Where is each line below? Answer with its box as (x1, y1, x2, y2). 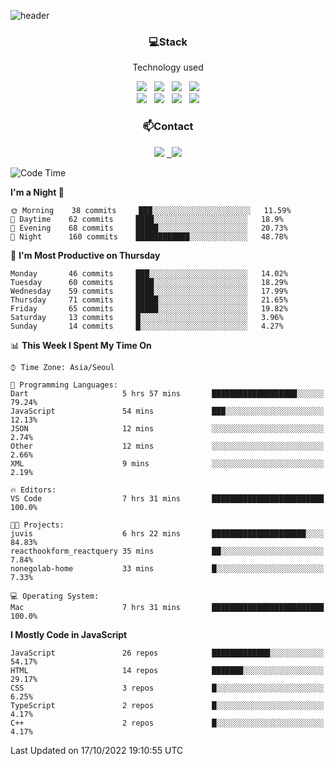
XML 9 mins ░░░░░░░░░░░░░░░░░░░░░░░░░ (10, 458, 325, 469)
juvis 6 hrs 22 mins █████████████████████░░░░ (10, 528, 325, 539)
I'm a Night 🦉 (10, 186, 65, 198)
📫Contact (142, 120, 194, 134)
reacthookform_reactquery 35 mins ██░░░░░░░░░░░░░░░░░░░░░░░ (10, 546, 325, 556)
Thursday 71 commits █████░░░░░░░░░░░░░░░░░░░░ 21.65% (10, 295, 288, 305)
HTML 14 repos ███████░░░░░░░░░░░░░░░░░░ (10, 665, 325, 675)
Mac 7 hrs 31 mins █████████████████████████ (10, 602, 325, 612)
